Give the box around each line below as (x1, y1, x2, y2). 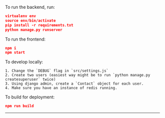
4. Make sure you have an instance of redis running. (5, 86, 118, 91)
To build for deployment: (5, 94, 55, 100)
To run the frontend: (5, 36, 46, 42)
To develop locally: (5, 59, 43, 65)
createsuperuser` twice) (5, 77, 56, 82)
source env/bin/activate (5, 18, 56, 23)
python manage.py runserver (5, 27, 63, 32)
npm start (5, 50, 26, 55)
